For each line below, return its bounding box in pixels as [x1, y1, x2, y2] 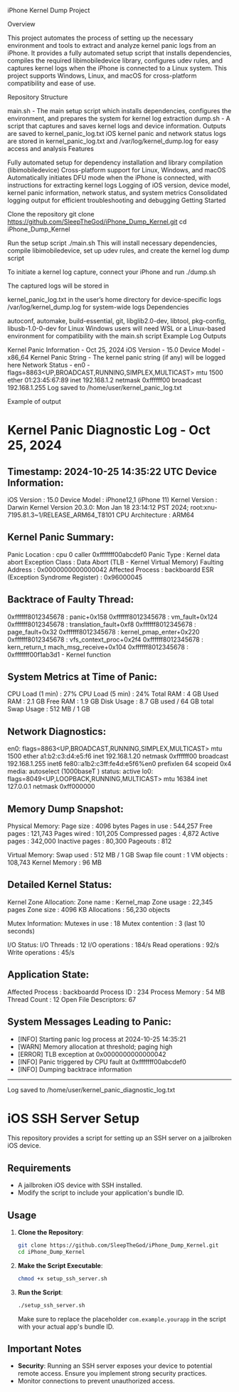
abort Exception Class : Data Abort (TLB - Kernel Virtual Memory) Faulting [7, 558, 224, 566]
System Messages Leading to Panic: [7, 1016, 172, 1028]
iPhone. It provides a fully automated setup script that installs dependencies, [7, 49, 232, 57]
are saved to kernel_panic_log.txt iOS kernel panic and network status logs [7, 130, 226, 137]
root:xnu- [190, 503, 218, 511]
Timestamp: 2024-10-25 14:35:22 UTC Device [7, 466, 217, 478]
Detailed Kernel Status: [7, 879, 112, 891]
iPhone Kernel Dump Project [7, 6, 90, 14]
